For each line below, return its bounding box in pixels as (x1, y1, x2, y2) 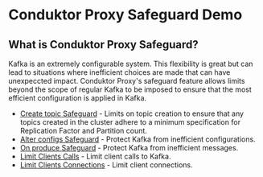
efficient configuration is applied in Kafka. (8, 93, 147, 102)
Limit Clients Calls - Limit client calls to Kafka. (19, 151, 171, 161)
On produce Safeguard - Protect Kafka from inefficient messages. (19, 143, 239, 152)
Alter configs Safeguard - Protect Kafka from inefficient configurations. (19, 134, 256, 144)
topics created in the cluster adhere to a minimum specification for (19, 117, 241, 126)
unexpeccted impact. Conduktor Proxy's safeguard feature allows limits (8, 76, 245, 85)
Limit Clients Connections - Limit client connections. (19, 160, 193, 170)
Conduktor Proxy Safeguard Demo (8, 6, 243, 24)
